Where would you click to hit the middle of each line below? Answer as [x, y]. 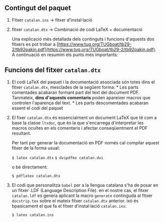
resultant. [21, 133]
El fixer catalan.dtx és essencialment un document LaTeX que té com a [84, 117]
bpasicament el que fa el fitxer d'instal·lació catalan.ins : [69, 206]
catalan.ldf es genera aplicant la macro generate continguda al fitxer [82, 195]
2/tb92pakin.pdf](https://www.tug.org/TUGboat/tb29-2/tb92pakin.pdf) [83, 49]
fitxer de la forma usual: [36, 148]
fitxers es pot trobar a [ [35, 44]
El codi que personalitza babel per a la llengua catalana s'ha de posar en [85, 185]
